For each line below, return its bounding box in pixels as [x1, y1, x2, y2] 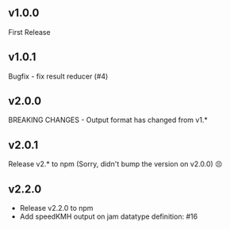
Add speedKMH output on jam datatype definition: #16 [19, 212, 198, 221]
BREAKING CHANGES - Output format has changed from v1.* [8, 115, 209, 125]
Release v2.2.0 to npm [19, 204, 94, 213]
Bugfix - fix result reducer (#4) [8, 71, 109, 81]
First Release [8, 27, 51, 36]
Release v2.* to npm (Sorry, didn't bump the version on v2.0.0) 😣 [8, 159, 223, 169]
